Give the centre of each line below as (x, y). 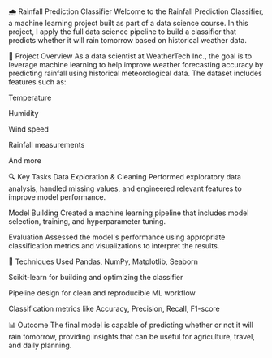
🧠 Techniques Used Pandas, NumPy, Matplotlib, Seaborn (104, 261)
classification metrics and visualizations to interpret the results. (114, 246)
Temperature (30, 97)
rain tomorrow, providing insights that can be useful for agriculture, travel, (132, 336)
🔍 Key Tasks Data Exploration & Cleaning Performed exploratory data (125, 177)
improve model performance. (57, 197)
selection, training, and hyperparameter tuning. (87, 221)
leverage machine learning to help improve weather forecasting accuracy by (136, 65)
